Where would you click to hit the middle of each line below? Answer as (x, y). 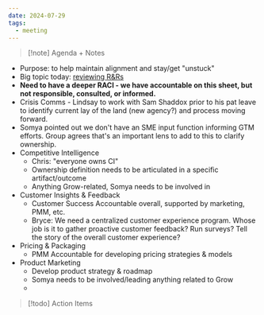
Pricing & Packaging (52, 246)
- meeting (31, 30)
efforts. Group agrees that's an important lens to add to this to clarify (132, 136)
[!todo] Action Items (60, 304)
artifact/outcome (59, 178)
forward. (34, 119)
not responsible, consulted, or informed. (88, 94)
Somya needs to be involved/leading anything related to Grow (132, 280)
